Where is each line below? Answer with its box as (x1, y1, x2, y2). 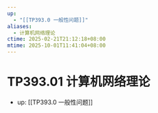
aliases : (7, 23, 32, 30)
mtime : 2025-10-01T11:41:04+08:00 (7, 42, 106, 49)
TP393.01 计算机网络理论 (7, 74, 150, 90)
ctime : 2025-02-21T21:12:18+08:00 (7, 36, 106, 43)
